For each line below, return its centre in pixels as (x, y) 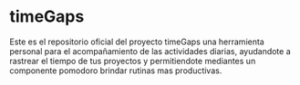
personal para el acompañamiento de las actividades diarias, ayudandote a (150, 51)
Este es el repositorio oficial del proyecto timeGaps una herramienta (137, 42)
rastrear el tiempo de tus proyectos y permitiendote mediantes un (133, 61)
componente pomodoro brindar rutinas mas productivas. (116, 71)
